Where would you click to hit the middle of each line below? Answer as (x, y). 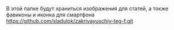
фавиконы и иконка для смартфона (50, 15)
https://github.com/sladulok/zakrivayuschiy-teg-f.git (70, 21)
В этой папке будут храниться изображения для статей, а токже (87, 9)
